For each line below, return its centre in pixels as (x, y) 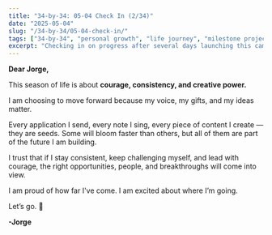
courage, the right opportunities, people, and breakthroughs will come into (132, 166)
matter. (20, 109)
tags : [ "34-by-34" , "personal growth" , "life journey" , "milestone (125, 38)
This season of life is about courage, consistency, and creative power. (127, 85)
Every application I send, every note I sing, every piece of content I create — (136, 125)
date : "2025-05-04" (41, 23)
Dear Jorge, (29, 69)
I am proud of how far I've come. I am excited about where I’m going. (123, 190)
